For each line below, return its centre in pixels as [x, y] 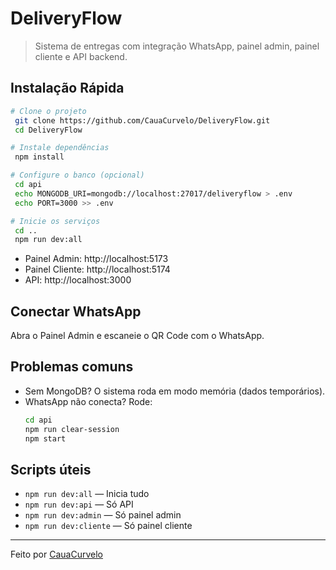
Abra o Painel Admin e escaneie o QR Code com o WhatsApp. [137, 336]
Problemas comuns [72, 367]
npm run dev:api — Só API [79, 504]
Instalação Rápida [67, 88]
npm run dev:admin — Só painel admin [103, 515]
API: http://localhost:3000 [78, 280]
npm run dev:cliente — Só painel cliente [108, 526]
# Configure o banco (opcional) [77, 175]
